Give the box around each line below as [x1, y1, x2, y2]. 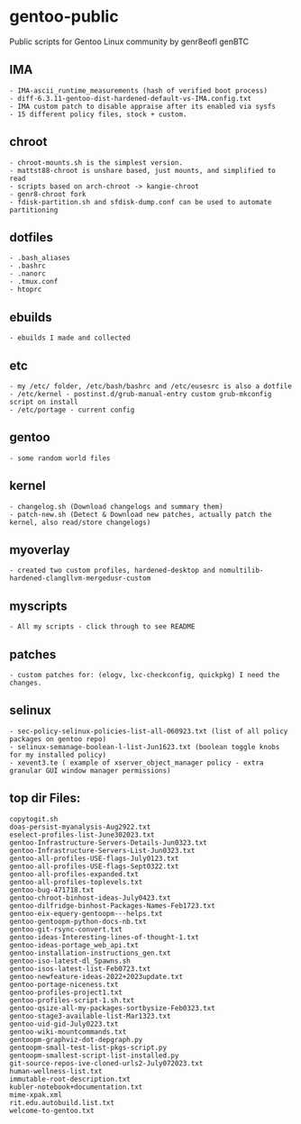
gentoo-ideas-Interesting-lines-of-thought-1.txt [9, 932, 200, 942]
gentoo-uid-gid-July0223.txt [9, 1020, 119, 1029]
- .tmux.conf [9, 277, 59, 286]
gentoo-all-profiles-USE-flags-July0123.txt [9, 854, 179, 863]
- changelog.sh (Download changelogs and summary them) [9, 502, 223, 511]
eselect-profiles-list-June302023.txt [9, 830, 155, 839]
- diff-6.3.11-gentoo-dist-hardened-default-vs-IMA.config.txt [9, 94, 252, 103]
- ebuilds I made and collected [9, 333, 131, 343]
